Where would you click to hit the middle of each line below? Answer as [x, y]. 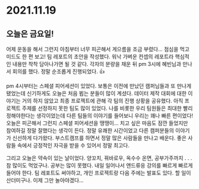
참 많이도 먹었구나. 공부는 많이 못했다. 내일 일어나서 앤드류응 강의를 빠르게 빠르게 [99, 165]
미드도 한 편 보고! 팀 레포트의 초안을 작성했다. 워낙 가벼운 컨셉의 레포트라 [90, 56]
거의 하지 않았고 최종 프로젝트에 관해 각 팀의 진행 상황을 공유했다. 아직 [102, 101]
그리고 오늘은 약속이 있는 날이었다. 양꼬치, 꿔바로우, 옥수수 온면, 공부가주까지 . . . [99, 158]
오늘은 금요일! [30, 34]
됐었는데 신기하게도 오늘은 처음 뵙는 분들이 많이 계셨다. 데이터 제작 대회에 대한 [97, 93]
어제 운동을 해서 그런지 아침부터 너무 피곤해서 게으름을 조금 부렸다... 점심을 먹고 [98, 49]
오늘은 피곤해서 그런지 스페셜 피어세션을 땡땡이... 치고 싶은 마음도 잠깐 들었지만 [97, 123]
